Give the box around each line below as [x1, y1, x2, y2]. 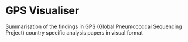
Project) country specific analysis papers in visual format [5, 29, 143, 36]
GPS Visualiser [5, 4, 80, 17]
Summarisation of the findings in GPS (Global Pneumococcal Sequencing [5, 23, 182, 30]
